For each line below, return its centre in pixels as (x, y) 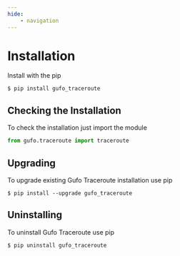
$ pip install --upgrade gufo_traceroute (70, 193)
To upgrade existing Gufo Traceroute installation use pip (90, 180)
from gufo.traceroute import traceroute (69, 141)
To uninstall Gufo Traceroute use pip (61, 232)
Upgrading (31, 163)
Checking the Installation (64, 110)
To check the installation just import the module (77, 128)
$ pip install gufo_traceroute (54, 89)
